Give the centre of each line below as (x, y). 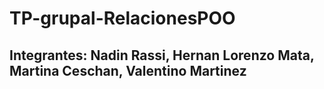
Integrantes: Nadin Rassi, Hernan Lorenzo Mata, (162, 55)
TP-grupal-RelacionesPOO (122, 18)
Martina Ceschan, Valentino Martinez (128, 70)
